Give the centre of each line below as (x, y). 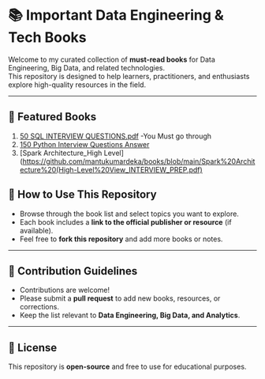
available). (36, 230)
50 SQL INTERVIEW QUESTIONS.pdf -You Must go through (115, 136)
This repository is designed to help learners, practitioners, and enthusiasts (129, 76)
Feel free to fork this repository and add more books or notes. (121, 239)
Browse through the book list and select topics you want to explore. (129, 214)
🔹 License (33, 348)
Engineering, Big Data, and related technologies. (87, 67)
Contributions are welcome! (65, 290)
